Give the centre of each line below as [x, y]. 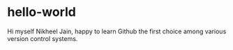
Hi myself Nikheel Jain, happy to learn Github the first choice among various [117, 31]
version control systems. [43, 38]
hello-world [42, 12]
